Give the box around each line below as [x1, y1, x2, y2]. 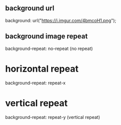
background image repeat [5, 32, 88, 41]
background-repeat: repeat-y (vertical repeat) [5, 114, 100, 120]
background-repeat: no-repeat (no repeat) [5, 45, 93, 51]
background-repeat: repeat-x [5, 80, 66, 86]
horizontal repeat [5, 63, 79, 75]
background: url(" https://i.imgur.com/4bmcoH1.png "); [5, 17, 116, 23]
